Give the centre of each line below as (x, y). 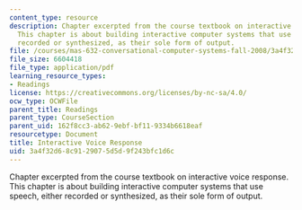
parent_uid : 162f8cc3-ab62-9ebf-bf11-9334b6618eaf (106, 127)
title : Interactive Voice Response (76, 143)
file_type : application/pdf (62, 68)
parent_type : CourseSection (62, 118)
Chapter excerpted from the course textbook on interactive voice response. (149, 177)
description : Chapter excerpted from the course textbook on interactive (151, 26)
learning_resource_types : (58, 76)
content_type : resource (54, 17)
